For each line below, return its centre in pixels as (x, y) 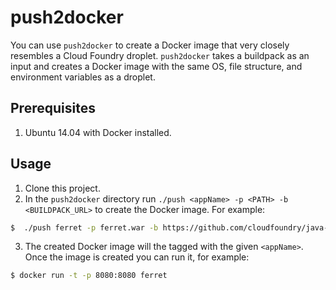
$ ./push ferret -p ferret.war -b (84, 227)
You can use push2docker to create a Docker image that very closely (150, 45)
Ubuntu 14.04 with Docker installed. (98, 132)
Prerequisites (53, 108)
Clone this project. (62, 188)
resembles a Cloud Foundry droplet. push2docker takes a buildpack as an (160, 55)
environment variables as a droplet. (83, 77)
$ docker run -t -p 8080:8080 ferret (89, 276)
